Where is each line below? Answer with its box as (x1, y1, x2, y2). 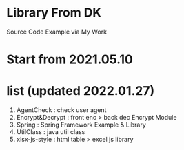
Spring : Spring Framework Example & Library (16, 120, 146, 129)
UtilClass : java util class (16, 128, 85, 136)
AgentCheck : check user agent (16, 106, 107, 114)
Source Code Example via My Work (6, 28, 108, 36)
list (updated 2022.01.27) (6, 83, 155, 99)
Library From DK (6, 5, 101, 21)
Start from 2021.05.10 (6, 52, 134, 67)
